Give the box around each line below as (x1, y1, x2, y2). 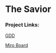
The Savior (5, 3, 51, 15)
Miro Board (5, 42, 28, 48)
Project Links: (5, 21, 39, 28)
